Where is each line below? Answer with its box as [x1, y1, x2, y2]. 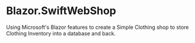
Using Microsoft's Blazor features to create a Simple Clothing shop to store [6, 24, 189, 31]
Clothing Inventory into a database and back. [6, 29, 116, 37]
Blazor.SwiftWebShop [6, 4, 117, 18]
